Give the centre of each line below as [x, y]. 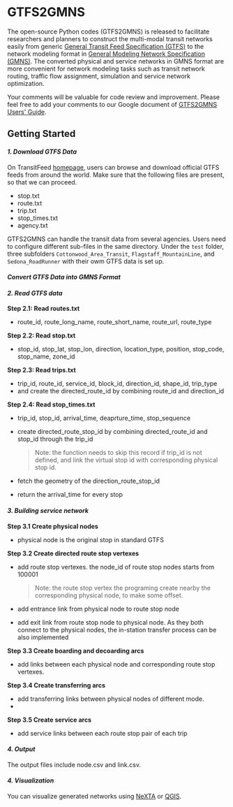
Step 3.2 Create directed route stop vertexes [73, 553]
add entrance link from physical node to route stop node [98, 609]
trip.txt [27, 210]
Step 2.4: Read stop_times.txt [51, 405]
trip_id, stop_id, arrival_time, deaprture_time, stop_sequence [104, 418]
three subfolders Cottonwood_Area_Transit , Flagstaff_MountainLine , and [111, 254]
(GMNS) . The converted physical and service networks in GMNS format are [116, 61]
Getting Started [42, 134]
